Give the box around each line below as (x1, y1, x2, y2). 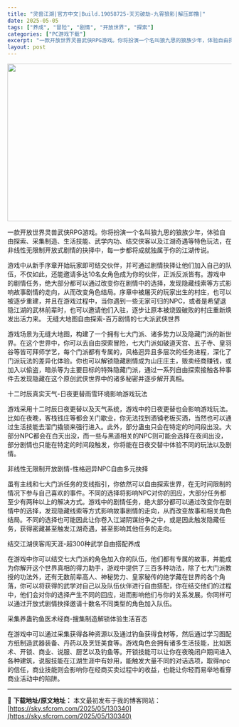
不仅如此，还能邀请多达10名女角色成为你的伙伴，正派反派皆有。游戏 (19, 270, 220, 279)
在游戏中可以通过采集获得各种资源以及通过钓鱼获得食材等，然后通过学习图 (7, 630, 225, 638)
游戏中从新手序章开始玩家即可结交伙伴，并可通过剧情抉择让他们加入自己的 (7, 261, 225, 269)
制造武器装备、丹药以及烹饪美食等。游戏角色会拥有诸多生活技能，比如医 (19, 638, 232, 647)
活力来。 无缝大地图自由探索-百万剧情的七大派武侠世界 (19, 315, 181, 323)
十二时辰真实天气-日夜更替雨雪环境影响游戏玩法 (7, 390, 148, 398)
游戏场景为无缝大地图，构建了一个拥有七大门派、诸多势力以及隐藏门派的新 (7, 330, 225, 338)
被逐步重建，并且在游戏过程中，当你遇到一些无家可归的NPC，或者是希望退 (7, 297, 226, 305)
